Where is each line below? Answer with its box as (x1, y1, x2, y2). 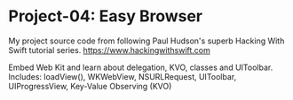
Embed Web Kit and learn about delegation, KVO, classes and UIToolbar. (8, 62, 273, 73)
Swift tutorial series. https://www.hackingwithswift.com (8, 44, 210, 55)
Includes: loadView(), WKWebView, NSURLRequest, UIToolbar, (8, 71, 237, 81)
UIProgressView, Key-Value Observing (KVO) (8, 81, 172, 91)
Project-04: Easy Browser (8, 6, 203, 27)
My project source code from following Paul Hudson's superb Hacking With (8, 35, 285, 46)
